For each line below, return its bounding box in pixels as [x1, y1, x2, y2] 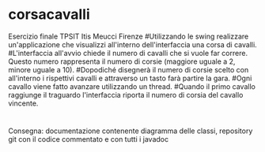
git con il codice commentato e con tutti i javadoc [8, 135, 168, 144]
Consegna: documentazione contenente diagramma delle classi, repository [8, 126, 253, 135]
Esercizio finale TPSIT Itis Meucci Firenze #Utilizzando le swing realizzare [8, 32, 249, 41]
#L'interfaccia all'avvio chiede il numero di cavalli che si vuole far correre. [8, 48, 248, 57]
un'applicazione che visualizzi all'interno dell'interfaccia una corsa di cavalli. [8, 39, 257, 49]
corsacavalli [8, 6, 91, 24]
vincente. [8, 98, 39, 108]
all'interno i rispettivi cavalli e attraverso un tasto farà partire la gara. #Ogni [8, 73, 252, 83]
